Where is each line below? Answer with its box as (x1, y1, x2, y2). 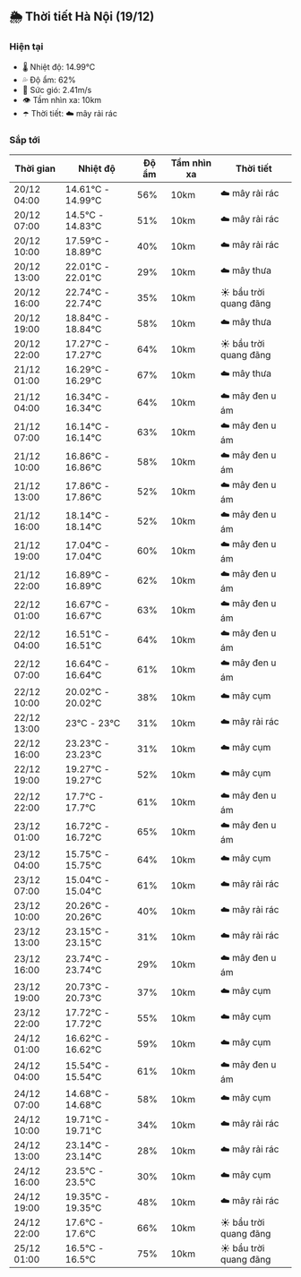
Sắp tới (9, 133, 40, 146)
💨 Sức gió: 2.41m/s (21, 84, 92, 95)
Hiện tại (9, 40, 44, 53)
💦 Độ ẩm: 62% (21, 74, 76, 85)
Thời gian (14, 162, 56, 175)
